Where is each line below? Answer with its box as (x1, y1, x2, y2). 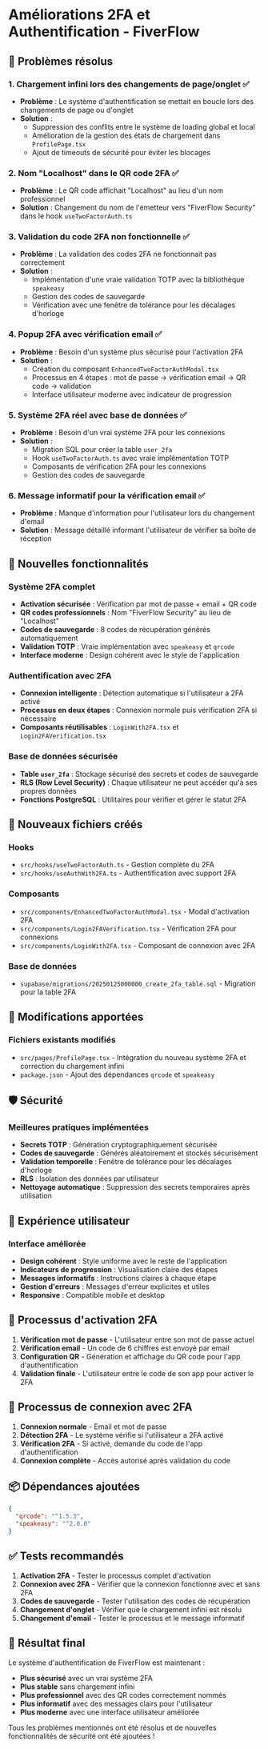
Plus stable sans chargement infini (19, 1682, 135, 1691)
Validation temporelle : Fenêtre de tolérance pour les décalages (19, 1157, 232, 1167)
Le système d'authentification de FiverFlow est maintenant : (8, 1658, 206, 1667)
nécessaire (19, 714, 57, 723)
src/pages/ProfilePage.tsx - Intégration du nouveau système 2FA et (19, 1052, 246, 1062)
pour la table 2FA (19, 987, 77, 997)
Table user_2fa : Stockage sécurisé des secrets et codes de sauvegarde (19, 769, 258, 778)
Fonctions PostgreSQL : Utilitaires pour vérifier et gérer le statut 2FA (19, 794, 246, 804)
